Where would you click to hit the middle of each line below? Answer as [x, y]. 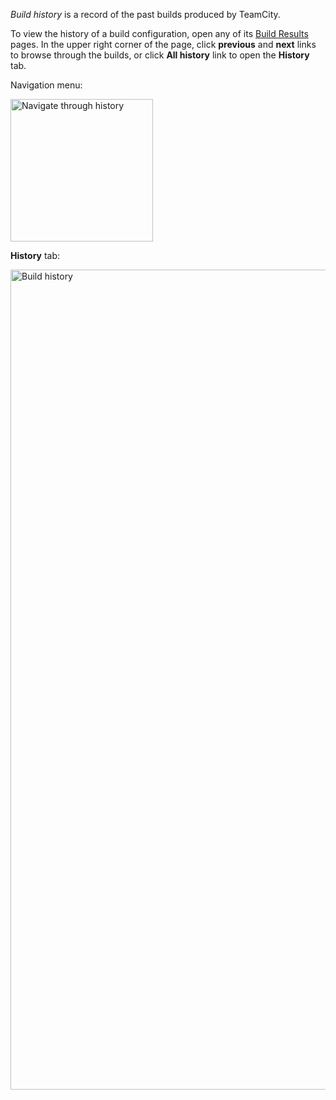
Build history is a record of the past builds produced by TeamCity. [145, 14]
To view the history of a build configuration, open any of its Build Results [159, 33]
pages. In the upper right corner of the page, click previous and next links [163, 44]
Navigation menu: [46, 85]
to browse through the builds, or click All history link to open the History [160, 55]
